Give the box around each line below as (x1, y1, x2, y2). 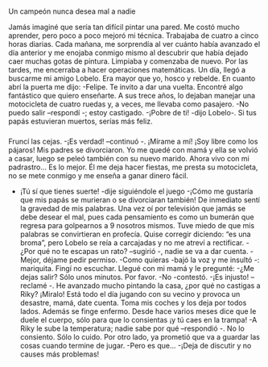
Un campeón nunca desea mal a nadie (8, 6, 136, 16)
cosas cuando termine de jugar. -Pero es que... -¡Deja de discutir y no (19, 340, 252, 350)
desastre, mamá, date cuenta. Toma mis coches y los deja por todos (19, 298, 247, 307)
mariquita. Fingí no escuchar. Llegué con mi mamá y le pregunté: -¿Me (19, 263, 255, 273)
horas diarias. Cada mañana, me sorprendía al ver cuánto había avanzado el (8, 39, 261, 48)
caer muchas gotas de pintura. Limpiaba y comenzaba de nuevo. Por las (8, 56, 249, 66)
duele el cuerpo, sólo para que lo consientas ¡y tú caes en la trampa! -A (19, 315, 258, 324)
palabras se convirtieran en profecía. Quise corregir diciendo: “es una (19, 229, 251, 239)
